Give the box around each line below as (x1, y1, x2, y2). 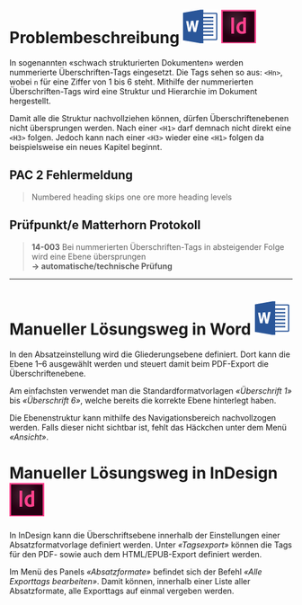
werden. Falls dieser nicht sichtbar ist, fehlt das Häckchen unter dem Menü (9, 422, 288, 432)
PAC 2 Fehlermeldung (9, 167, 133, 183)
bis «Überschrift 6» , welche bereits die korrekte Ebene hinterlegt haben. (9, 395, 277, 405)
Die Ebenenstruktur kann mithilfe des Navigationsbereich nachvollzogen (9, 412, 277, 423)
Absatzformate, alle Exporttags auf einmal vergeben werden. (9, 585, 235, 597)
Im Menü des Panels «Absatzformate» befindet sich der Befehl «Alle (9, 566, 262, 577)
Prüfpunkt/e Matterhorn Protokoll (9, 218, 201, 233)
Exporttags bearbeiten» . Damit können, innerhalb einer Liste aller (9, 576, 251, 587)
